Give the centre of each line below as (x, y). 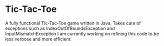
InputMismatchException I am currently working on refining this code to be (82, 33)
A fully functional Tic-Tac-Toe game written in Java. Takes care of (73, 23)
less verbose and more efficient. (38, 39)
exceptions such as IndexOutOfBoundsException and (60, 28)
